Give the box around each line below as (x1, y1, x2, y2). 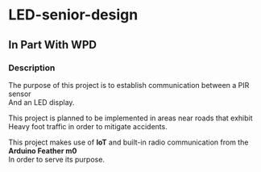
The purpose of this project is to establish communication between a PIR (8, 80, 250, 90)
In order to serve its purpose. (8, 154, 105, 164)
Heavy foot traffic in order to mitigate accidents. (8, 121, 168, 131)
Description (8, 62, 56, 73)
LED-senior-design (8, 6, 139, 24)
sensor (8, 89, 31, 99)
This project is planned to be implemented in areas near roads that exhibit (8, 113, 253, 123)
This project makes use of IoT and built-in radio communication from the (8, 137, 249, 147)
